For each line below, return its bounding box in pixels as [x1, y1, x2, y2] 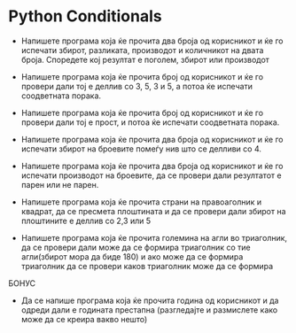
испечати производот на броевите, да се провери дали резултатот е [20, 170, 282, 181]
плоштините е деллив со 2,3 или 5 [20, 215, 152, 226]
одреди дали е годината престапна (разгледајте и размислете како [20, 304, 278, 315]
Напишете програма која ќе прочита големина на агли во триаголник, [20, 232, 288, 243]
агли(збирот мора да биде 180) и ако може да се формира [20, 251, 244, 262]
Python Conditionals [8, 6, 162, 27]
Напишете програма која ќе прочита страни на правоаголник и [20, 197, 262, 207]
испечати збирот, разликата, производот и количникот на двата [20, 44, 264, 55]
